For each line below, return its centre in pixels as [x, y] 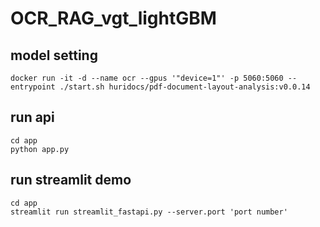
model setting [54, 55]
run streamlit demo [71, 180]
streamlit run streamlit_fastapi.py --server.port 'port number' [149, 212]
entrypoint [33, 87]
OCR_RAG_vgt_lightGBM [113, 18]
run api [32, 117]
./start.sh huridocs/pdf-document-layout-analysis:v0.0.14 [185, 87]
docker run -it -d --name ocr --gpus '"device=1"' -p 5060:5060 [147, 78]
